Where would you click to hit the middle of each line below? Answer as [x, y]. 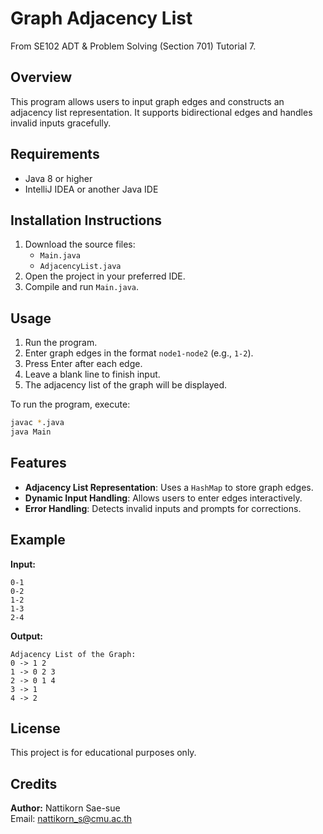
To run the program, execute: [70, 404]
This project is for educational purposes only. [103, 753]
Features [38, 463]
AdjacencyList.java [80, 267]
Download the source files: [80, 244]
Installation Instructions [86, 220]
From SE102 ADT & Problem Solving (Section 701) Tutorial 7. [133, 46]
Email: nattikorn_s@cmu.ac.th [71, 819]
